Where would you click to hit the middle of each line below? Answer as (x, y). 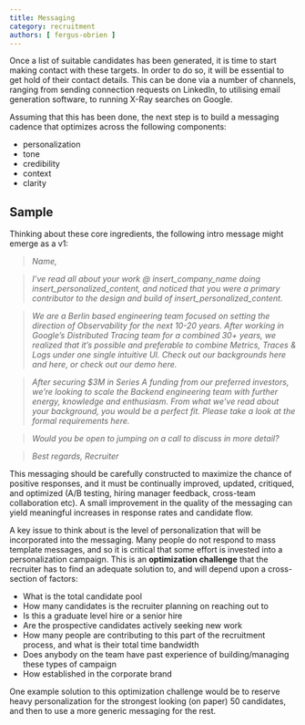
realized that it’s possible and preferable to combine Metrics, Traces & (164, 345)
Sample (31, 212)
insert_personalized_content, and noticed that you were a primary (156, 289)
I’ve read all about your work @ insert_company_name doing (146, 279)
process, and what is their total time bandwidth (111, 645)
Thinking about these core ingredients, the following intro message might (147, 234)
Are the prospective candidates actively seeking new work (132, 626)
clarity (35, 183)
